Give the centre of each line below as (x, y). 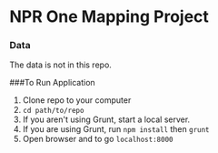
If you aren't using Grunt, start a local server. (106, 119)
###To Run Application (52, 83)
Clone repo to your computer (77, 100)
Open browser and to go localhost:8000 (98, 139)
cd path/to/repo (53, 111)
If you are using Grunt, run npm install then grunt (116, 129)
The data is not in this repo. (60, 65)
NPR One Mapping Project (109, 17)
